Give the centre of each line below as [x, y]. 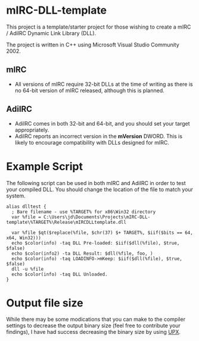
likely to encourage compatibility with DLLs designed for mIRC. [92, 142]
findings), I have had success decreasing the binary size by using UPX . [93, 332]
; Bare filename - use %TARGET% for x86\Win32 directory [84, 212]
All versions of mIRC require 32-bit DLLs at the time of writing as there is [104, 84]
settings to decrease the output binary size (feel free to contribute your [93, 326]
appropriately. [32, 130]
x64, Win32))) [24, 238]
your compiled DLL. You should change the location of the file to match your [100, 189]
